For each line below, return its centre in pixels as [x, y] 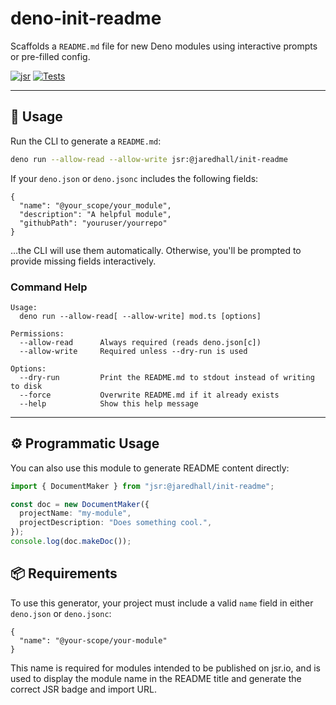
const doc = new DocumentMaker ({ [80, 504]
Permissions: [37, 333]
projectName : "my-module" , [75, 513]
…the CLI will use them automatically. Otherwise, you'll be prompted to [156, 250]
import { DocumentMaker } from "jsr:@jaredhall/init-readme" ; [142, 486]
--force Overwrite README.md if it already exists [149, 395]
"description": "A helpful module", [95, 214]
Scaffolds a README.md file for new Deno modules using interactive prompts [164, 46]
